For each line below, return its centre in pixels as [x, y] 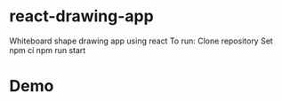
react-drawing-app [81, 16]
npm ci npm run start [48, 50]
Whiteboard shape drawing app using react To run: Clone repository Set [141, 41]
